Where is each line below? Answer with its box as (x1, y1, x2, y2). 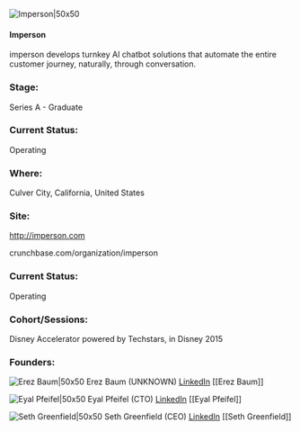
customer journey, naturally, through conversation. (9, 58, 197, 69)
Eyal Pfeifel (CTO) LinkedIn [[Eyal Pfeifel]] (87, 394, 243, 405)
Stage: (9, 81, 39, 94)
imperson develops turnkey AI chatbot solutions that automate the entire (9, 49, 277, 60)
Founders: (9, 355, 56, 368)
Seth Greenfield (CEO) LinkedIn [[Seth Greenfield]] (104, 411, 292, 422)
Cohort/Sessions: (9, 313, 88, 326)
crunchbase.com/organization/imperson (9, 247, 159, 258)
